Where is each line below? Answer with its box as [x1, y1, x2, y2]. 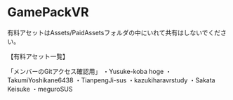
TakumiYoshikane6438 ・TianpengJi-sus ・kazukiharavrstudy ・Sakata [7, 75, 215, 85]
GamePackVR [7, 4, 89, 20]
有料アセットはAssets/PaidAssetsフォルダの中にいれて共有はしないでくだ [7, 28, 221, 37]
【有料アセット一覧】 [7, 52, 69, 61]
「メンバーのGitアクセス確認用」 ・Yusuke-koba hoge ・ [7, 67, 172, 75]
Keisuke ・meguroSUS [7, 85, 73, 93]
